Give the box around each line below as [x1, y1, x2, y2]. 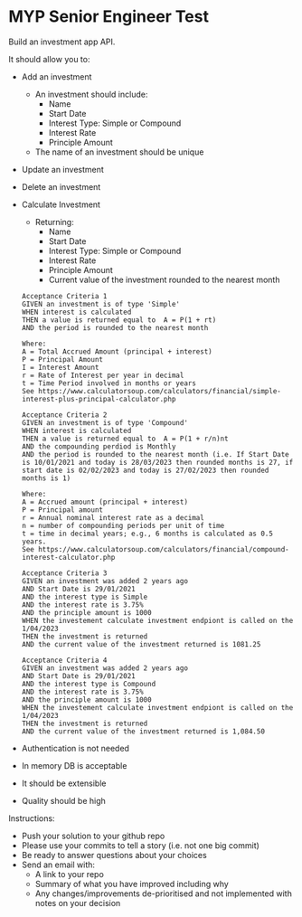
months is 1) [21, 473, 71, 483]
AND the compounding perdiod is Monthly [21, 441, 176, 451]
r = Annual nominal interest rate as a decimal [21, 513, 204, 522]
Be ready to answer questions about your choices [21, 849, 207, 860]
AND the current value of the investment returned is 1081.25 [21, 639, 261, 648]
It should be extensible [21, 778, 107, 789]
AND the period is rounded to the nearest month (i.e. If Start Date [21, 449, 290, 458]
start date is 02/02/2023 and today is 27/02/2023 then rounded [21, 466, 269, 475]
